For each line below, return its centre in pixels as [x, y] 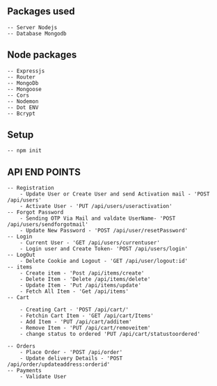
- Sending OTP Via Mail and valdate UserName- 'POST [98, 218]
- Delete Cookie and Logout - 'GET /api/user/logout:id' [104, 261]
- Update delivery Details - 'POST [71, 359]
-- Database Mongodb [37, 33]
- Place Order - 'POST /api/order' [71, 353]
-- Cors [18, 95]
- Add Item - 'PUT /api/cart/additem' [76, 322]
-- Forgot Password [35, 212]
